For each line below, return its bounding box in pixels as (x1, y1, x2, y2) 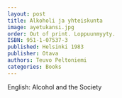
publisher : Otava (7, 50, 59, 58)
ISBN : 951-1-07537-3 (7, 37, 69, 44)
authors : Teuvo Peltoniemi (7, 57, 87, 64)
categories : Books (7, 63, 62, 70)
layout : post (7, 10, 46, 18)
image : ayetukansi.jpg (7, 23, 74, 31)
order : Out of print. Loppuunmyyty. (7, 30, 116, 38)
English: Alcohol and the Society (7, 82, 102, 91)
